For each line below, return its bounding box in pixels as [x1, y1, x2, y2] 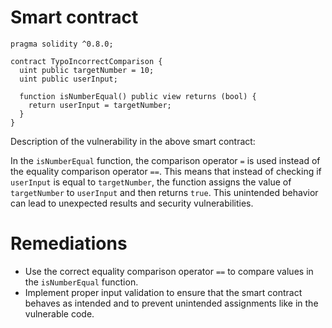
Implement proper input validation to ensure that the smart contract [24, 286, 303, 298]
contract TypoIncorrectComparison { [10, 56, 163, 66]
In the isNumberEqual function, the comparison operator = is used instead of [10, 154, 321, 166]
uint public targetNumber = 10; [19, 65, 155, 75]
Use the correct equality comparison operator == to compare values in [24, 265, 314, 277]
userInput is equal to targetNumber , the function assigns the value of [10, 176, 292, 188]
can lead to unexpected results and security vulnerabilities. [10, 197, 254, 209]
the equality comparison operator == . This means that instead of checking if [10, 165, 322, 177]
